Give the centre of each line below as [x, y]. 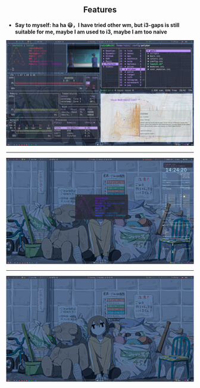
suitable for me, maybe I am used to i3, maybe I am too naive [91, 32]
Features [100, 10]
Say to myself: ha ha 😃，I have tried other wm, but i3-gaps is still [97, 25]
